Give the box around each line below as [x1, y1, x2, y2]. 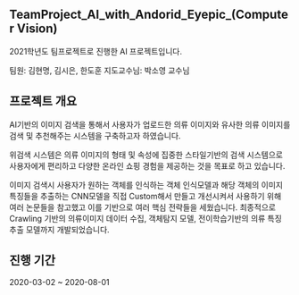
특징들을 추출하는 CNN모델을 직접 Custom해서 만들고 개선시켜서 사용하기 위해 [9, 190, 282, 201]
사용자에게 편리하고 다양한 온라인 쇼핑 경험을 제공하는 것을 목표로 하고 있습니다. [9, 160, 286, 171]
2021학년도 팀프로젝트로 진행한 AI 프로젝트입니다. [9, 46, 183, 56]
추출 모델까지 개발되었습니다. [9, 223, 110, 235]
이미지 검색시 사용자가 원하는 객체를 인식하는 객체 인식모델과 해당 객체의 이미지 [9, 179, 284, 190]
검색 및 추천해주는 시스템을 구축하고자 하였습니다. [9, 130, 181, 141]
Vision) [16, 21, 58, 37]
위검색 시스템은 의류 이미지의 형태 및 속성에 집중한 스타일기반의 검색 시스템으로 [9, 149, 284, 160]
